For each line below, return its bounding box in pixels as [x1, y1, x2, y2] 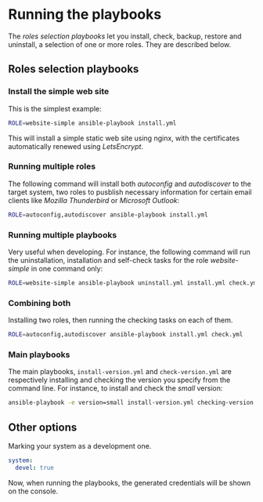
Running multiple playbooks [8, 229, 117, 240]
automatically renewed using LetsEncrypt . [8, 141, 143, 151]
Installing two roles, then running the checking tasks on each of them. [8, 315, 233, 325]
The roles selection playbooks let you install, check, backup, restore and [8, 31, 242, 41]
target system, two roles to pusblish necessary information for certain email [8, 187, 252, 197]
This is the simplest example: [8, 104, 102, 113]
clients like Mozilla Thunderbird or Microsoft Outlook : [8, 195, 180, 205]
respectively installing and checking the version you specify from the [8, 375, 231, 385]
